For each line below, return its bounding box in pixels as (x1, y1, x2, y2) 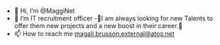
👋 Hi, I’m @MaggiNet (13, 7, 75, 15)
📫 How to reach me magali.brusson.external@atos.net (13, 30, 175, 38)
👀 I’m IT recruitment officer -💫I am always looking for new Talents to (13, 14, 214, 22)
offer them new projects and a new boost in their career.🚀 (13, 22, 183, 30)
